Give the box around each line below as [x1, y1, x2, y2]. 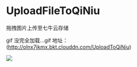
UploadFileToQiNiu [6, 4, 100, 18]
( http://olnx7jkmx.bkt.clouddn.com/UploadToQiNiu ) [6, 43, 132, 51]
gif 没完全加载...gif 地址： [6, 36, 68, 43]
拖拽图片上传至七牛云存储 [6, 24, 69, 31]
